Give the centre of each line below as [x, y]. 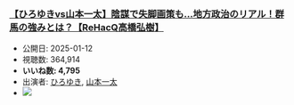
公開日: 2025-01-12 [57, 48]
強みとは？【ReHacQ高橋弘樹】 [96, 27]
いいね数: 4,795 [51, 71]
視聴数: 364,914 [51, 60]
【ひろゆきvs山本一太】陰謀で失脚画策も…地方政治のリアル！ [142, 13]
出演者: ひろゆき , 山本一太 [69, 82]
